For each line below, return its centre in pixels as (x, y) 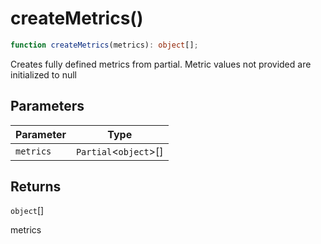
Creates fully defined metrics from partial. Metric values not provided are (161, 64)
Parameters (47, 106)
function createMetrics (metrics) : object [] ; (104, 45)
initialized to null (43, 74)
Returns (36, 187)
